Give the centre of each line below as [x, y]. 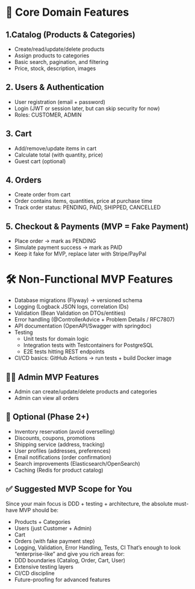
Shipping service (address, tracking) [59, 444]
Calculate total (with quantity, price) [59, 155]
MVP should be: [39, 510]
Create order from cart [42, 195]
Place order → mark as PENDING [55, 241]
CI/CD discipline [34, 573]
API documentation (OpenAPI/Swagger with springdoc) [83, 326]
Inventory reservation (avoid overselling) [64, 431]
